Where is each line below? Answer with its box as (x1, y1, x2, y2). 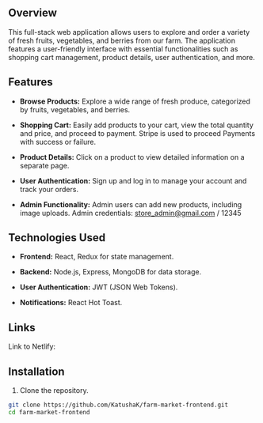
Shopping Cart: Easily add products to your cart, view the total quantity (19, 120, 253, 130)
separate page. (19, 161, 70, 170)
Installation (8, 364, 65, 378)
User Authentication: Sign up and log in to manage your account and (19, 176, 247, 185)
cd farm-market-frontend (8, 408, 90, 416)
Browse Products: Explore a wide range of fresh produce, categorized (19, 96, 251, 106)
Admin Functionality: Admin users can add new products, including (19, 199, 242, 209)
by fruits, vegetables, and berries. (19, 104, 131, 114)
